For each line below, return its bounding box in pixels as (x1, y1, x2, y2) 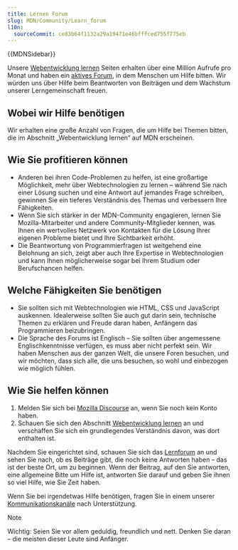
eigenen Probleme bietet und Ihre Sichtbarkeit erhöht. (17, 233, 175, 242)
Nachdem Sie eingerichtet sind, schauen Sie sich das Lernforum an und (7, 447, 217, 456)
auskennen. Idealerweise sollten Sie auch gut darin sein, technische (17, 311, 217, 319)
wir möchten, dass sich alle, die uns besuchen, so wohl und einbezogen (17, 356, 229, 365)
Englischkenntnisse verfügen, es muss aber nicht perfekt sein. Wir (17, 341, 212, 350)
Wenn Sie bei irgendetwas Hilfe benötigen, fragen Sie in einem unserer (7, 492, 215, 500)
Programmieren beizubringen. (17, 326, 106, 335)
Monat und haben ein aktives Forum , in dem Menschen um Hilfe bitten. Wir (7, 71, 227, 80)
